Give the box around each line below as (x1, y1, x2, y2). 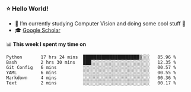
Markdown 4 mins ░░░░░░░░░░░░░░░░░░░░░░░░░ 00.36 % (6, 75, 177, 81)
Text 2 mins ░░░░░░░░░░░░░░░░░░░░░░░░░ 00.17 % (6, 80, 177, 86)
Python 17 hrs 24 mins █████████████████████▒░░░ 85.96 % (6, 54, 177, 60)
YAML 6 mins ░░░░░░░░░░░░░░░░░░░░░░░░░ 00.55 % (6, 70, 177, 76)
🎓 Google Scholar (14, 27, 61, 34)
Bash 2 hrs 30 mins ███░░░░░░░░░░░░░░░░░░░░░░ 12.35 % (6, 60, 177, 65)
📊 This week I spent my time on (6, 41, 87, 48)
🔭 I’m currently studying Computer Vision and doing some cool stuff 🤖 (14, 20, 186, 27)
